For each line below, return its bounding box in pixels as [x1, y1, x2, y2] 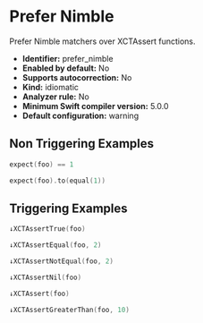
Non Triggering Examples [9, 136, 155, 151]
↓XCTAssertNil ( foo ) [9, 273, 82, 282]
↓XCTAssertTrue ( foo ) [9, 225, 87, 234]
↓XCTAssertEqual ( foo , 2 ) [9, 241, 102, 250]
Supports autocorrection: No [21, 72, 132, 82]
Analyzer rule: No [21, 91, 89, 102]
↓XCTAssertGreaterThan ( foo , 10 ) [9, 305, 130, 314]
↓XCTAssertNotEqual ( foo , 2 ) [9, 257, 114, 266]
